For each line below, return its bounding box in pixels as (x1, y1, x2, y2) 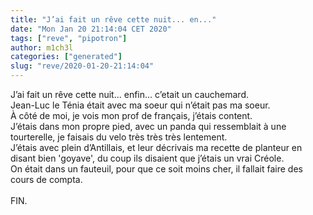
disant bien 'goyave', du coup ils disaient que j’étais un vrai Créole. (10, 152, 285, 164)
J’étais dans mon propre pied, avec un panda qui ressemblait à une (10, 121, 287, 132)
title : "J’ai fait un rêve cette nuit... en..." (10, 14, 217, 25)
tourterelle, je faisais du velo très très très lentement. (10, 131, 228, 143)
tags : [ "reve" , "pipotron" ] (10, 33, 128, 43)
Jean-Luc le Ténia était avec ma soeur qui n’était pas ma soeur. (10, 99, 271, 111)
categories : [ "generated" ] (10, 52, 123, 62)
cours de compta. (10, 174, 83, 185)
